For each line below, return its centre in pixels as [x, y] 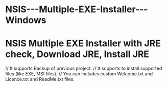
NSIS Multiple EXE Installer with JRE [83, 44]
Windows [26, 20]
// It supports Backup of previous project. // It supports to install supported [84, 68]
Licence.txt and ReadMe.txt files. [40, 79]
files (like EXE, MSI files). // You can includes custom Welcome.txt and [79, 74]
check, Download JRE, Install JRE [77, 54]
